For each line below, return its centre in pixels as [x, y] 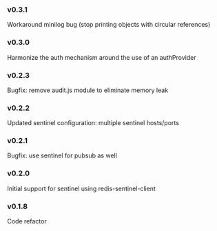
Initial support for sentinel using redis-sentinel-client [82, 188]
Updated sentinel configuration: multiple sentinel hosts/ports [93, 123]
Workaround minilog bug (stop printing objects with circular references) [109, 25]
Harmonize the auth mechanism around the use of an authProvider [102, 57]
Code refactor [27, 221]
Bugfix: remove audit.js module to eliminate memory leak [88, 90]
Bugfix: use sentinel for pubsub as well [62, 155]
